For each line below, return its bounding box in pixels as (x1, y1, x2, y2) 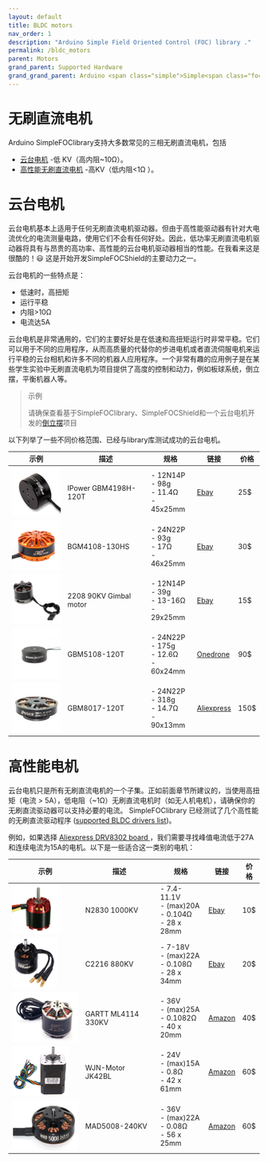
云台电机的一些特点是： (8, 270, 85, 279)
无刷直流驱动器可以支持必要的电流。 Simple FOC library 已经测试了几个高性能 (8, 805, 259, 815)
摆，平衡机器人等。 (8, 373, 72, 383)
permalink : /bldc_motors (8, 46, 91, 55)
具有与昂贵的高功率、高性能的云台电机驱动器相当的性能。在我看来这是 (29, 243, 260, 253)
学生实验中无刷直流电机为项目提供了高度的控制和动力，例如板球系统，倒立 (14, 364, 260, 373)
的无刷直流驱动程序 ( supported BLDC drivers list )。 (8, 815, 176, 825)
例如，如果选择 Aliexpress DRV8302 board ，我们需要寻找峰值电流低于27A (8, 832, 254, 842)
